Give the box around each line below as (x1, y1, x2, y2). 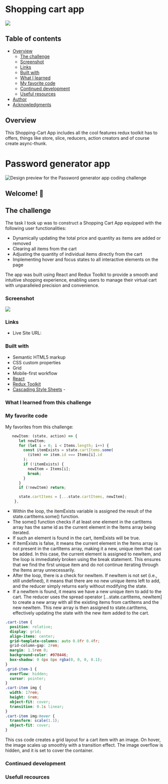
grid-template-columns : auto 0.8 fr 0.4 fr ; (10, 638, 100, 644)
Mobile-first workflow (12, 370, 58, 376)
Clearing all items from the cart (12, 246, 77, 252)
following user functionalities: (5, 225, 66, 231)
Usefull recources (5, 773, 50, 780)
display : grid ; (10, 629, 42, 634)
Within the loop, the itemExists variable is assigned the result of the (12, 508, 152, 514)
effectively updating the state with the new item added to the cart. (12, 610, 149, 616)
